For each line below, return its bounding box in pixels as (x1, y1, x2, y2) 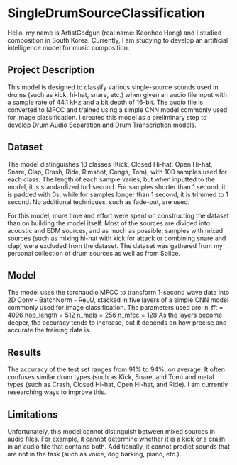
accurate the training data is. (7, 326, 92, 335)
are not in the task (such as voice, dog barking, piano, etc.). (7, 450, 182, 458)
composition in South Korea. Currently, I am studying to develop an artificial (7, 35, 228, 44)
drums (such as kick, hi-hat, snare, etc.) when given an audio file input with (7, 90, 228, 99)
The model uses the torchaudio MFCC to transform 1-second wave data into (7, 288, 230, 297)
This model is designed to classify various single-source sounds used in (7, 83, 219, 91)
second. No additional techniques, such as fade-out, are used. (7, 197, 190, 206)
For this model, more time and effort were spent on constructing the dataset (7, 211, 229, 220)
